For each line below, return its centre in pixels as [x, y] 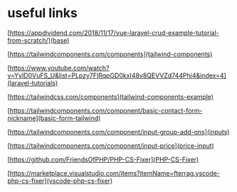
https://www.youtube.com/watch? [59, 68]
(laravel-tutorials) [33, 82]
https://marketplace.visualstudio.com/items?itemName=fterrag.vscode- [115, 173]
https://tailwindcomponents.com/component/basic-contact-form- [106, 110]
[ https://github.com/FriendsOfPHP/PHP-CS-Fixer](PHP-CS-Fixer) [103, 159]
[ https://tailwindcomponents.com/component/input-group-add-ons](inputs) [118, 132]
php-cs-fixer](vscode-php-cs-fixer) [60, 181]
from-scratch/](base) [38, 40]
